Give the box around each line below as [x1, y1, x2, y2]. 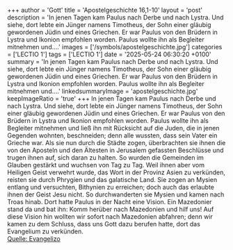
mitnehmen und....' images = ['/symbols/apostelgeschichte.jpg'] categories [7, 43, 223, 51]
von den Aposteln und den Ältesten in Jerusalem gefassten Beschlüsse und [7, 146, 224, 154]
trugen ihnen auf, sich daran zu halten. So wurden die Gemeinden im [7, 153, 204, 162]
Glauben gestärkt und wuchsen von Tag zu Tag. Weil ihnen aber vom [7, 161, 205, 169]
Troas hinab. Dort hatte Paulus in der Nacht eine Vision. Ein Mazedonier [7, 198, 212, 206]
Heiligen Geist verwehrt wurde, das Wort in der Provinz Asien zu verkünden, [7, 168, 226, 176]
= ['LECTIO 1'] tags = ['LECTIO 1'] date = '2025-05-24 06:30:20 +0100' [7, 50, 211, 58]
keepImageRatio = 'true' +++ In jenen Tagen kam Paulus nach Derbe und [7, 94, 217, 103]
